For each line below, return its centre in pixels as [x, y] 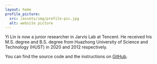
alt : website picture [31, 23]
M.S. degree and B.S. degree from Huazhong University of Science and [77, 42]
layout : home [18, 9]
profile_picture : [23, 14]
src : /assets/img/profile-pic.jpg [44, 18]
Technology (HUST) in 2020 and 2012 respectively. [56, 47]
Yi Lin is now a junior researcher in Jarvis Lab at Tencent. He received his [78, 37]
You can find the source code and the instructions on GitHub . [66, 57]
